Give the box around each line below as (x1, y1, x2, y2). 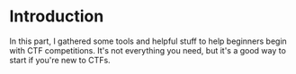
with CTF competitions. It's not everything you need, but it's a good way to (9, 45, 286, 55)
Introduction (9, 6, 104, 27)
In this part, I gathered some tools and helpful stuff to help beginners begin (9, 36, 288, 46)
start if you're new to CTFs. (9, 54, 111, 65)
